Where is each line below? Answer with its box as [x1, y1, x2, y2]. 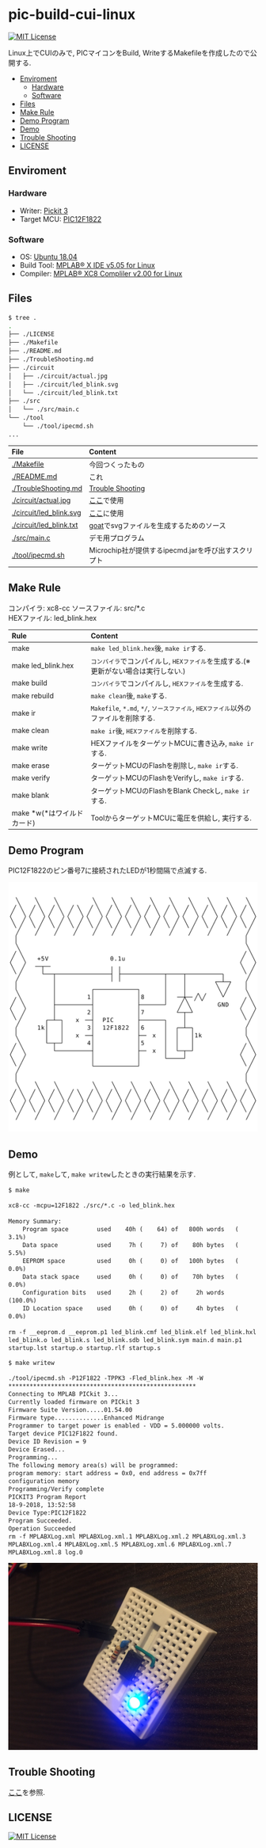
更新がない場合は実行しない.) [90, 666, 186, 675]
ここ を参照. [8, 1787, 46, 1797]
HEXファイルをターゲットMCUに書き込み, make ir [90, 738, 255, 747]
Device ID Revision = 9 [8, 1437, 87, 1446]
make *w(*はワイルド [11, 808, 84, 817]
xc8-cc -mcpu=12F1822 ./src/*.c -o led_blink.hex [8, 1201, 176, 1209]
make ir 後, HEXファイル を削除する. [90, 726, 198, 736]
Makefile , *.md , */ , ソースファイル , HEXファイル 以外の [90, 703, 252, 713]
